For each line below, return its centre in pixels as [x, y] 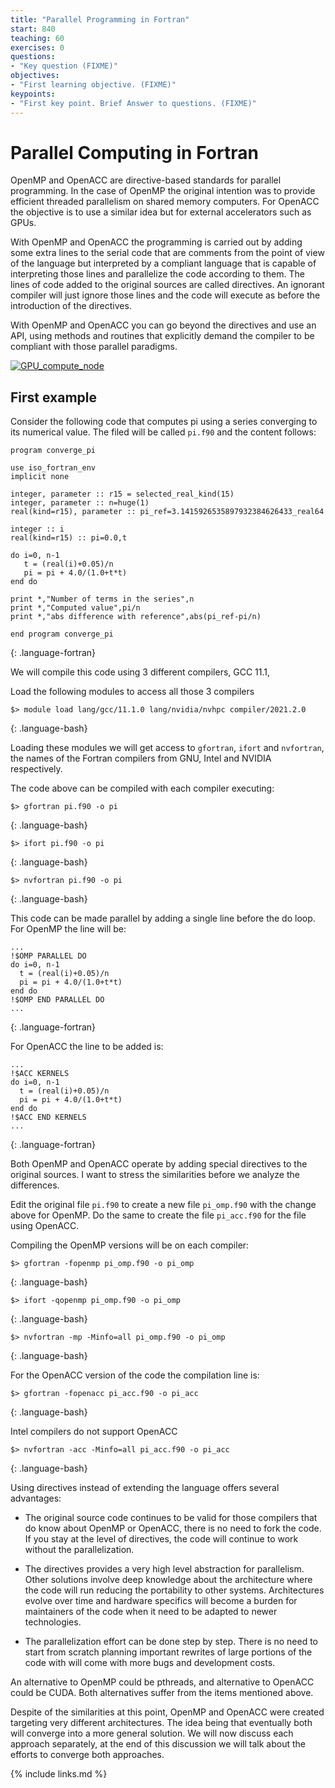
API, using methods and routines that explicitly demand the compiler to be [162, 336]
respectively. [36, 769]
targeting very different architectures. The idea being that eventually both [161, 1723]
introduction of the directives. [71, 306]
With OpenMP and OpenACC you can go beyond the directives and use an [163, 325]
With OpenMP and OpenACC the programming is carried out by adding [156, 242]
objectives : [35, 76]
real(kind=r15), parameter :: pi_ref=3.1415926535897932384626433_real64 [167, 512]
